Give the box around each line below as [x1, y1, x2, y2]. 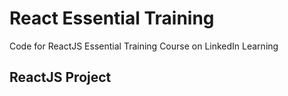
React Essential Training [9, 7, 215, 30]
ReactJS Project [9, 69, 112, 86]
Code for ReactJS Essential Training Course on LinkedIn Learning [9, 40, 279, 52]
